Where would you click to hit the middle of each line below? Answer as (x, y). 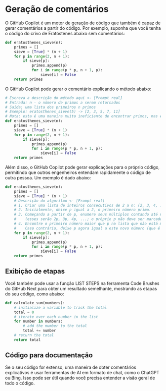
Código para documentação (49, 355)
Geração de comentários (57, 9)
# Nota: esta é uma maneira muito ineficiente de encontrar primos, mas (82, 116)
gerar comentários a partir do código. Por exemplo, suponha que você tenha (83, 28)
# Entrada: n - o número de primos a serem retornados (63, 103)
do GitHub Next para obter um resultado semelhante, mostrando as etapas (81, 288)
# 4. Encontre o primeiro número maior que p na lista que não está (86, 224)
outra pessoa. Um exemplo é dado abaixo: (48, 178)
